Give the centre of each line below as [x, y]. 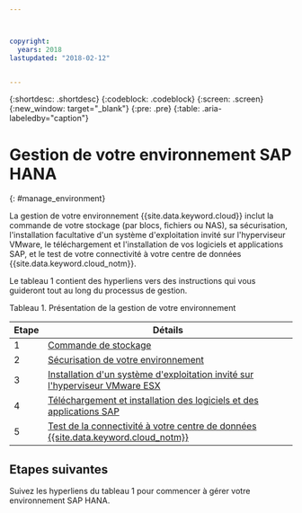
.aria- [212, 109]
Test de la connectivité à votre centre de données [152, 426]
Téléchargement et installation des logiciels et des [153, 401]
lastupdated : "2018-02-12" [60, 58]
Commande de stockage [100, 345]
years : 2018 [40, 49]
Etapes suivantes [59, 469]
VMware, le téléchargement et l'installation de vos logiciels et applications [147, 244]
